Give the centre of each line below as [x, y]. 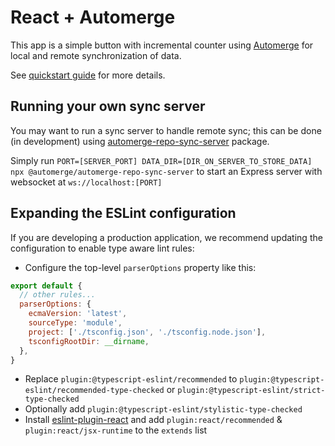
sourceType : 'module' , [75, 323]
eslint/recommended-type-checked [94, 391]
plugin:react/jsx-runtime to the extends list [116, 430]
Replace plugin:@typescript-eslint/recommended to [131, 379]
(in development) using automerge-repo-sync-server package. [140, 141]
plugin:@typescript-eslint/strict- [251, 391]
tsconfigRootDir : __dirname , [89, 341]
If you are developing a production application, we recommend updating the [166, 237]
